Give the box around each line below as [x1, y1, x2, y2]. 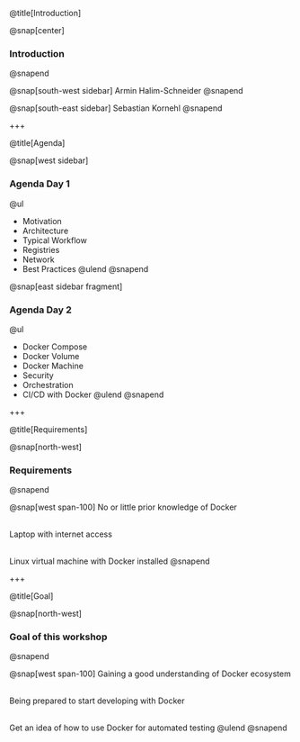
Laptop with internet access [9, 529, 112, 539]
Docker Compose [22, 341, 88, 352]
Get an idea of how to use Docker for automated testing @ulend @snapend [9, 722, 287, 733]
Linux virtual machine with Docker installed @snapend [9, 556, 210, 566]
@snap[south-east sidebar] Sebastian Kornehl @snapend [9, 103, 223, 113]
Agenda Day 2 [9, 303, 72, 316]
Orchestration [22, 379, 74, 390]
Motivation [22, 215, 63, 226]
